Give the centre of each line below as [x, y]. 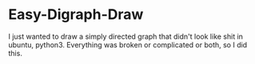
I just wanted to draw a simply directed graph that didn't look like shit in [126, 36]
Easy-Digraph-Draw [76, 15]
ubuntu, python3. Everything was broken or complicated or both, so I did [128, 44]
